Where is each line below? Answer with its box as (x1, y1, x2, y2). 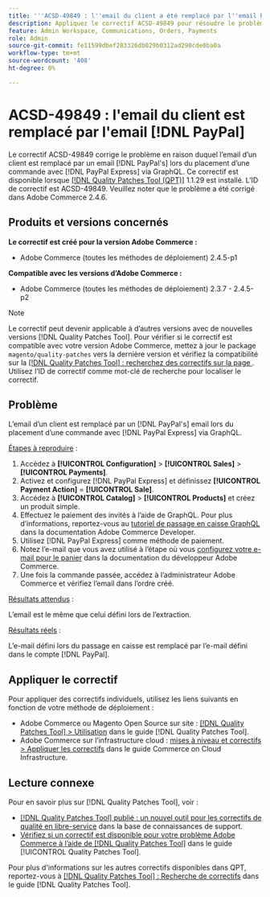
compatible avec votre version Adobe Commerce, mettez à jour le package (8, 340, 257, 350)
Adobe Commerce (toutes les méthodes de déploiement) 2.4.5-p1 (19, 253, 238, 262)
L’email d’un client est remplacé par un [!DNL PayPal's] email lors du (8, 419, 234, 429)
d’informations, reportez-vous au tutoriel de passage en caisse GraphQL (19, 519, 260, 529)
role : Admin (8, 34, 48, 43)
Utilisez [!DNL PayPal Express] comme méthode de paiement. (19, 536, 225, 545)
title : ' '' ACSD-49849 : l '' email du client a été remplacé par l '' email (8, 11, 257, 20)
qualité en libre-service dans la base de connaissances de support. (19, 821, 243, 831)
